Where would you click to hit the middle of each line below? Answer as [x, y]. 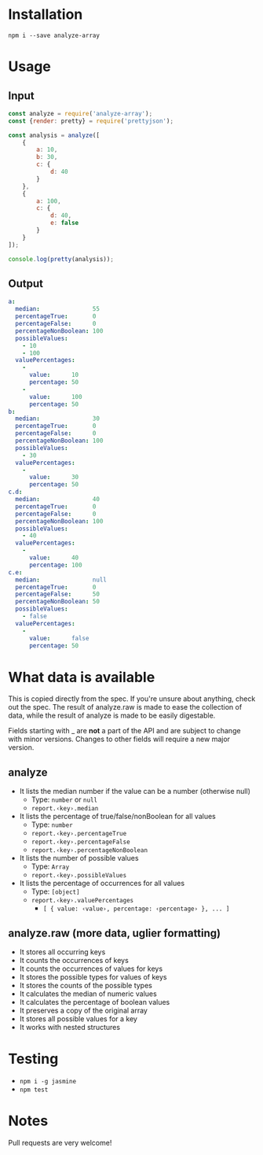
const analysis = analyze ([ [54, 135]
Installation [46, 15]
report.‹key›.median [65, 809]
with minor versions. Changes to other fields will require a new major [119, 739]
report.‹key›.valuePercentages [82, 901]
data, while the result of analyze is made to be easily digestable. [112, 716]
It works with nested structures [69, 1027]
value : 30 [54, 478]
